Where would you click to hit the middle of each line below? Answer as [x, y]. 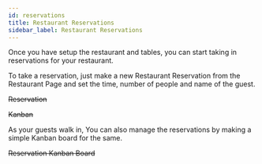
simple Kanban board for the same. [65, 138]
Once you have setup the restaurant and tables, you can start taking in [123, 53]
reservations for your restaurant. [61, 60]
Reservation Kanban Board [52, 153]
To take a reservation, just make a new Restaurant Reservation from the [124, 76]
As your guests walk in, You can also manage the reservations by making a [130, 129]
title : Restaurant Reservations [61, 23]
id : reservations [37, 15]
